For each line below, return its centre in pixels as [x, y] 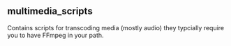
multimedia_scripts [50, 11]
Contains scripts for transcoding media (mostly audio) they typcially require [116, 27]
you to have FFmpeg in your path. [55, 35]
